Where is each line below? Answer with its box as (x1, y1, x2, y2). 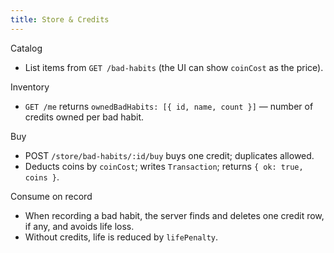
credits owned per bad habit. (24, 111, 145, 123)
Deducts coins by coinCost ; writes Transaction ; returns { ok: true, (24, 160, 304, 172)
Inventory (10, 81, 50, 93)
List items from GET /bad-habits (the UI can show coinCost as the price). (24, 61, 324, 73)
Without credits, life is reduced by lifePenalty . (24, 231, 218, 243)
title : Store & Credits (10, 14, 110, 25)
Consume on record (10, 190, 93, 202)
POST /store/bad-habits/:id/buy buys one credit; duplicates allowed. (24, 149, 315, 161)
